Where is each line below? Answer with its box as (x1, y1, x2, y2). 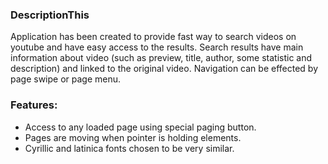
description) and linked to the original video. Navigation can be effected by (10, 63, 319, 75)
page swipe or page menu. (10, 73, 122, 85)
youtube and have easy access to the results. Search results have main (10, 41, 304, 53)
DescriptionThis (10, 8, 90, 22)
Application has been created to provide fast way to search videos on (10, 31, 297, 43)
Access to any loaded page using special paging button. (24, 121, 257, 133)
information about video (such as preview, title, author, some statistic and (10, 52, 313, 64)
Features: (10, 98, 58, 112)
